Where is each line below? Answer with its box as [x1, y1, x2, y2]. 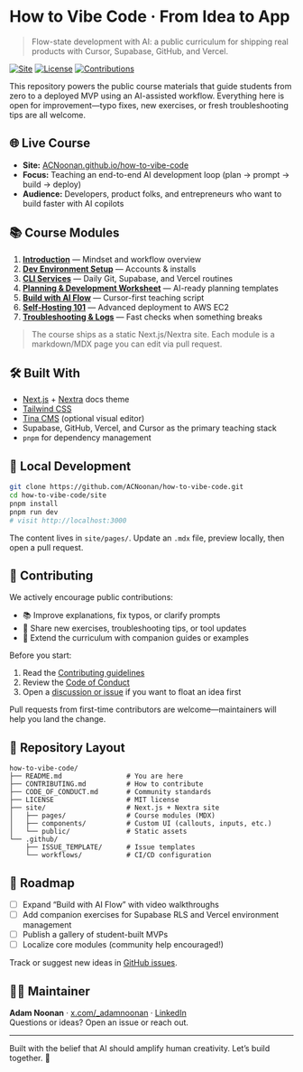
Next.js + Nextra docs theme [22, 394, 130, 405]
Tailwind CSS [22, 403, 72, 414]
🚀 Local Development [9, 458, 132, 474]
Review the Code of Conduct [22, 677, 131, 688]
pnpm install [9, 499, 59, 508]
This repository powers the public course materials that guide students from [9, 80, 292, 91]
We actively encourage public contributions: [9, 592, 174, 603]
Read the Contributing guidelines [22, 668, 145, 679]
